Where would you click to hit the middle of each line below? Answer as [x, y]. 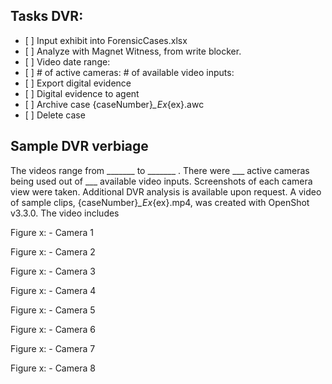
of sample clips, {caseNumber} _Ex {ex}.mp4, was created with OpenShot [160, 202]
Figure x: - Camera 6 [53, 329]
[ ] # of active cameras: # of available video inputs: [129, 72]
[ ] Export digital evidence [78, 83]
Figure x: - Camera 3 [53, 271]
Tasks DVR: [47, 16]
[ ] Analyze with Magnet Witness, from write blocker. [133, 51]
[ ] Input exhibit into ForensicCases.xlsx [106, 40]
